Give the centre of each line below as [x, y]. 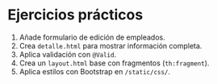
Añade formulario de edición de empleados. [92, 37]
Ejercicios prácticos [75, 15]
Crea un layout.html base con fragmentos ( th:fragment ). [114, 63]
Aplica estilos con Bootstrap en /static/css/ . [95, 71]
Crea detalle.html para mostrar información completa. [111, 45]
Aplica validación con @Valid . [68, 54]
